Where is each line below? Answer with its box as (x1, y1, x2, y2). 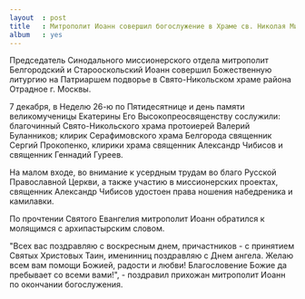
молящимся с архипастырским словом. (9, 223, 165, 234)
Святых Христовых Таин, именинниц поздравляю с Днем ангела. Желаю (9, 250, 294, 261)
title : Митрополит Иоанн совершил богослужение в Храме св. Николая (9, 22, 286, 31)
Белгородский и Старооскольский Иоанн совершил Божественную (9, 64, 272, 75)
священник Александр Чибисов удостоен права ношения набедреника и (9, 187, 293, 198)
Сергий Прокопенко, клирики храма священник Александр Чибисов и (9, 140, 283, 150)
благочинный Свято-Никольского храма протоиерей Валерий (9, 121, 251, 131)
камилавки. (9, 196, 54, 207)
